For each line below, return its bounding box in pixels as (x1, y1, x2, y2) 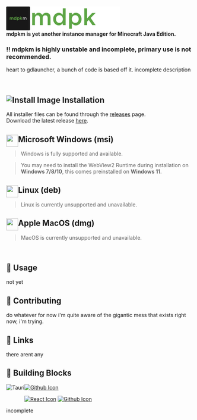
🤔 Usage (6, 262, 37, 272)
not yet (6, 278, 24, 286)
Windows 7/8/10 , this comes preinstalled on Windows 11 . (20, 168, 162, 175)
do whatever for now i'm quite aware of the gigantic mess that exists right (6, 312, 186, 319)
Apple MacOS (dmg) (18, 218, 95, 228)
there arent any (6, 350, 43, 358)
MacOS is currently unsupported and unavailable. (20, 234, 142, 241)
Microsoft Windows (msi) (18, 134, 114, 145)
